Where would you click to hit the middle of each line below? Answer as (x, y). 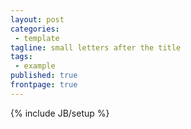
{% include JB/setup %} (60, 113)
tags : (21, 57)
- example (35, 66)
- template (37, 38)
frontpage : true (44, 85)
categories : (35, 29)
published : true (44, 76)
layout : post (37, 19)
